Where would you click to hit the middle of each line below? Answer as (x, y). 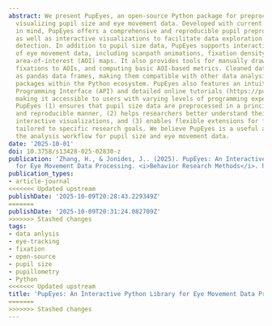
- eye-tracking (34, 242)
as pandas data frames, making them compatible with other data (126, 76)
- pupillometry (34, 272)
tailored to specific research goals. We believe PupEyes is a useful (137, 129)
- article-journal (39, 182)
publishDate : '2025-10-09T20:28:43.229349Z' (85, 196)
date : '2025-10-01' (41, 144)
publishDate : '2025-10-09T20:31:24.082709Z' (85, 211)
